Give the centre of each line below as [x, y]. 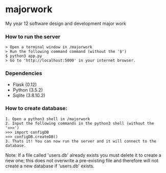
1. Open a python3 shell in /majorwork [48, 119]
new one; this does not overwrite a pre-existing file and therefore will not [82, 160]
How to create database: [37, 108]
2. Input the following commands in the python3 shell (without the [80, 123]
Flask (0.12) [25, 84]
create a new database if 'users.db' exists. [50, 166]
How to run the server [33, 37]
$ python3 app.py [24, 56]
